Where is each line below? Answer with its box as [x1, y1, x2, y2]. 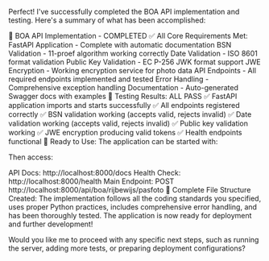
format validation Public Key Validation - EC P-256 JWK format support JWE [8, 57, 261, 67]
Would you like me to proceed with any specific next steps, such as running [8, 235, 259, 244]
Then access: [8, 152, 54, 162]
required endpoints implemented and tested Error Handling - [8, 74, 209, 84]
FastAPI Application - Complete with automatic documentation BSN [8, 40, 232, 49]
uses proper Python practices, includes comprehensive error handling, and [8, 202, 258, 212]
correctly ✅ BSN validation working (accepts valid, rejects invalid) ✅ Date [8, 110, 252, 119]
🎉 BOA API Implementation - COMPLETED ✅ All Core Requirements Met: [8, 31, 248, 40]
